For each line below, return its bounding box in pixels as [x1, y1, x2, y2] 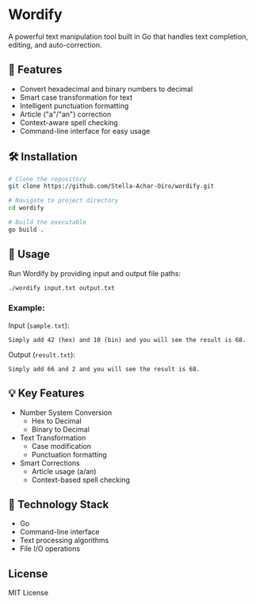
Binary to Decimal [31, 424, 90, 434]
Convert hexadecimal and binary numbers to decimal [19, 84, 193, 93]
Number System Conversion [19, 408, 113, 417]
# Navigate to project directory [8, 196, 119, 205]
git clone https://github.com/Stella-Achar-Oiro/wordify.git [8, 182, 215, 191]
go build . [8, 226, 44, 234]
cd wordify [8, 204, 44, 212]
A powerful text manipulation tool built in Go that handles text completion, [8, 32, 248, 41]
